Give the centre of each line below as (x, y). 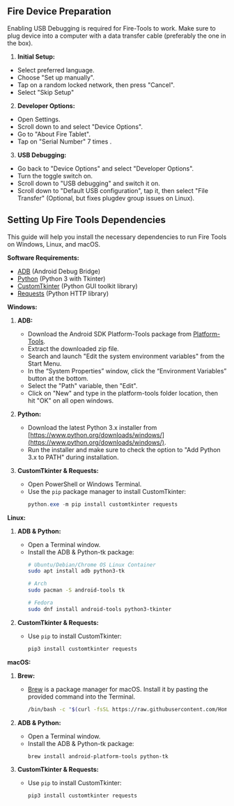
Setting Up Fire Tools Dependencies (86, 220)
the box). (20, 43)
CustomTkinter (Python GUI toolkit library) (77, 286)
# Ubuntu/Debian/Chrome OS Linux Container (92, 565)
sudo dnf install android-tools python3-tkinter (100, 609)
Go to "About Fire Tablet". (54, 134)
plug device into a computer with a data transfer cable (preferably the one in (117, 36)
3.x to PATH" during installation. (73, 457)
